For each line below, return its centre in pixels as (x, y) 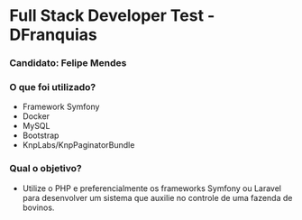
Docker (36, 116)
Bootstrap (41, 135)
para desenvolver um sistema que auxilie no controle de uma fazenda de (157, 197)
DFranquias (53, 35)
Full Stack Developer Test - (112, 16)
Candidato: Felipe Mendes (68, 63)
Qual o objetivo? (46, 169)
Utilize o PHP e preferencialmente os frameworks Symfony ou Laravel (152, 188)
